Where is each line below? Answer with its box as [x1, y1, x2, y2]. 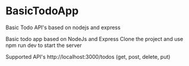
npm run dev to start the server [5, 42, 82, 49]
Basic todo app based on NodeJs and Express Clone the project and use [5, 35, 184, 42]
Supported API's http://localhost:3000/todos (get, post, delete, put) [5, 53, 171, 60]
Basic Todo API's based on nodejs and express [5, 24, 121, 31]
